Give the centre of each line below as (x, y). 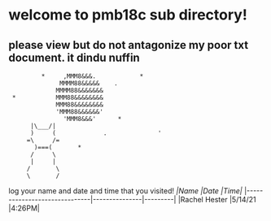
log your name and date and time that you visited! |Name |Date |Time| (125, 191)
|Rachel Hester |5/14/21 (217, 199)
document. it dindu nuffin (74, 57)
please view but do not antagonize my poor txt (129, 45)
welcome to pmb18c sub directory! (128, 15)
